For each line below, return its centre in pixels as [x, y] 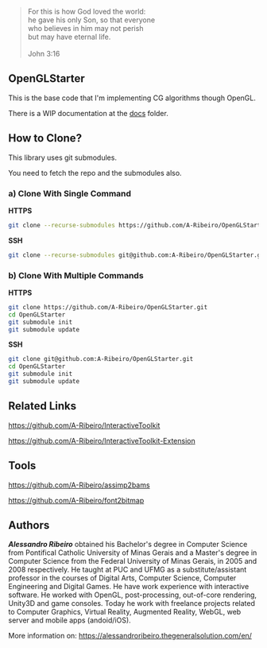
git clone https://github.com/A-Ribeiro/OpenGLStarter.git [108, 307]
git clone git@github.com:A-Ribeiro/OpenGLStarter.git [101, 359]
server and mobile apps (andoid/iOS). [70, 620]
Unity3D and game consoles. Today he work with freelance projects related [132, 603]
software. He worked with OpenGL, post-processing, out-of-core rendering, [132, 595]
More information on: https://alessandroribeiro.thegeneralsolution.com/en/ [130, 636]
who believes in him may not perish [85, 28]
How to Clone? [45, 138]
